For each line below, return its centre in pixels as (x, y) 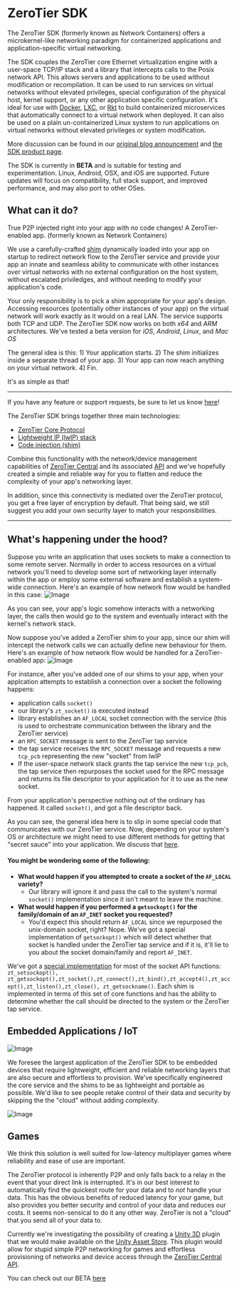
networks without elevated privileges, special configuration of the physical (117, 92)
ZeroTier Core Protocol (51, 429)
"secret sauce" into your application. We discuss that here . (94, 844)
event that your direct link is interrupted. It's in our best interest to (103, 1183)
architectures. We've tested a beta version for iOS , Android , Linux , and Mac (118, 331)
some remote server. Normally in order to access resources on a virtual (112, 564)
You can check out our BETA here (57, 1278)
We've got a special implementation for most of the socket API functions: (114, 966)
